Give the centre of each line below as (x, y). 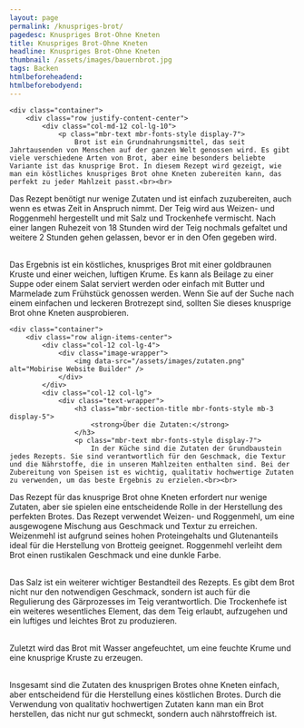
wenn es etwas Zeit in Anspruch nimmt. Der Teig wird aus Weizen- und (142, 208)
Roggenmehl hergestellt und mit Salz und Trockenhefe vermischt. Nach (143, 218)
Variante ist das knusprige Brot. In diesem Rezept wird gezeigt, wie (146, 166)
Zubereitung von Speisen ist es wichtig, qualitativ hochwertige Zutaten (152, 472)
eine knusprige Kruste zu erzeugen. (76, 657)
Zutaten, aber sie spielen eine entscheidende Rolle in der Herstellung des (146, 507)
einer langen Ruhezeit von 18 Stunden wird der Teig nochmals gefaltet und (148, 227)
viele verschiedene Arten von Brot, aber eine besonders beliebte (137, 158)
